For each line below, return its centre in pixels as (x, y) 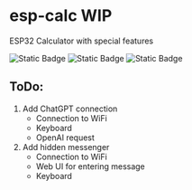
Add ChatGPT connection (70, 109)
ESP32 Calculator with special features (82, 41)
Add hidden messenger (66, 147)
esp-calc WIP (61, 16)
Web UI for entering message (91, 166)
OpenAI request (65, 138)
